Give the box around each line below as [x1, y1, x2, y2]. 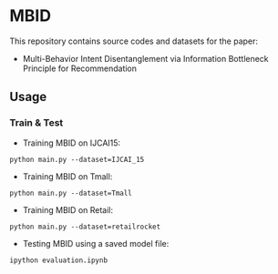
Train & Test [9, 117, 64, 129]
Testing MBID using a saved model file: [22, 238, 170, 249]
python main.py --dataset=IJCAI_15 [9, 155, 145, 164]
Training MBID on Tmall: [22, 170, 113, 182]
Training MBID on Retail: [22, 204, 114, 215]
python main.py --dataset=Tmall [9, 188, 132, 198]
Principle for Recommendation [22, 63, 138, 74]
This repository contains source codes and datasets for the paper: [9, 36, 258, 46]
